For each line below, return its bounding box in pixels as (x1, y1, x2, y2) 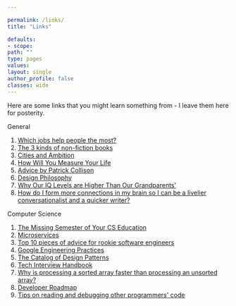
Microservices (17, 231, 60, 239)
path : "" (7, 49, 33, 56)
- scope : (7, 42, 33, 49)
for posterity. (7, 109, 45, 117)
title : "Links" (7, 23, 52, 30)
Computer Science (7, 209, 62, 218)
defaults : (7, 36, 37, 43)
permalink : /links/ (7, 16, 65, 23)
